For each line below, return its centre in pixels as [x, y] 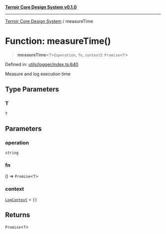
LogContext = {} [21, 200]
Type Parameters [32, 89]
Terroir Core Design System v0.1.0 [41, 7]
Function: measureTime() [58, 41]
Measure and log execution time [38, 74]
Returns [18, 215]
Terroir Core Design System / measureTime [49, 21]
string [12, 153]
